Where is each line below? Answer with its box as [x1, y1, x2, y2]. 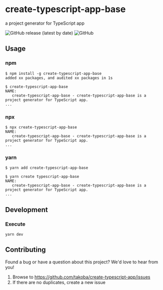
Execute [5, 220, 26, 227]
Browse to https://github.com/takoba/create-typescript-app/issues [12, 274, 150, 280]
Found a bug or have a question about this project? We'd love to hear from [5, 259, 158, 265]
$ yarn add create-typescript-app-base [5, 165, 88, 170]
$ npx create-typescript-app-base [5, 125, 77, 130]
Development [5, 205, 48, 214]
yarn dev [5, 232, 23, 237]
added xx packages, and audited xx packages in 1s [5, 75, 113, 80]
